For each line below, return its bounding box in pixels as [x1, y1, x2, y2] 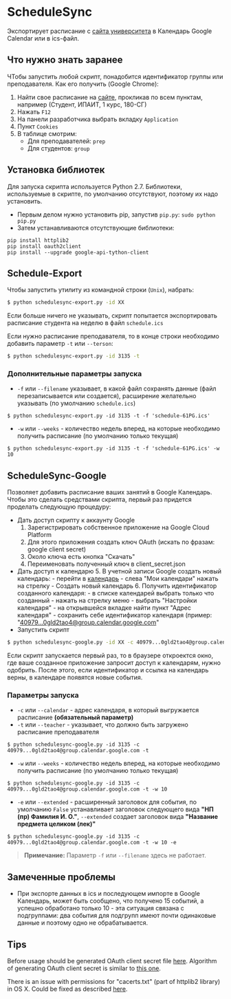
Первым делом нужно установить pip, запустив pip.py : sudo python [16, 210, 216, 219]
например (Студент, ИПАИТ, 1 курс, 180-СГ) [16, 100, 147, 109]
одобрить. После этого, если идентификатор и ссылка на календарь [7, 666, 209, 674]
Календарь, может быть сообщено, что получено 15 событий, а [16, 897, 204, 905]
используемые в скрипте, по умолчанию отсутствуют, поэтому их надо [7, 190, 219, 198]
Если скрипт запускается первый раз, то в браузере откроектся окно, [7, 651, 214, 660]
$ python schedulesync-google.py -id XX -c [7, 639, 134, 646]
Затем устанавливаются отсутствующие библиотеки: [16, 223, 175, 232]
